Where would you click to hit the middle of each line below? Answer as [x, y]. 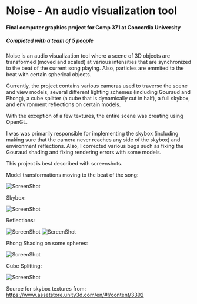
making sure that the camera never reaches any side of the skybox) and [93, 140]
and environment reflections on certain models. [64, 104]
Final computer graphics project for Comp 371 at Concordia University [94, 27]
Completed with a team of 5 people [50, 41]
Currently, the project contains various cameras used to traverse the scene [97, 86]
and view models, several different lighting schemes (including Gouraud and [98, 92]
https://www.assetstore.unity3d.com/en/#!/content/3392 [75, 295]
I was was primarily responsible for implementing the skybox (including [92, 133]
